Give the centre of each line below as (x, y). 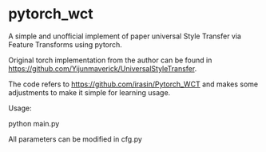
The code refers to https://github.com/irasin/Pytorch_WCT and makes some (133, 84)
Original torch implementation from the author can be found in (110, 60)
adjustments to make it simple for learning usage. (89, 92)
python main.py (34, 123)
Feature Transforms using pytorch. (65, 44)
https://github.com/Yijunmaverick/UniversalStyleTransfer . (103, 68)
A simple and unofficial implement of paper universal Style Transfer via (125, 36)
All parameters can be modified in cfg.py (75, 139)
